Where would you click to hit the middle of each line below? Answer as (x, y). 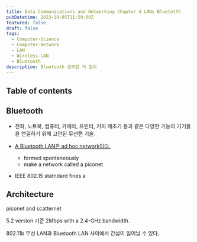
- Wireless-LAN (30, 56)
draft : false (22, 28)
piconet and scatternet (34, 209)
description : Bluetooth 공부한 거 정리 (51, 67)
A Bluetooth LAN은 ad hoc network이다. (63, 146)
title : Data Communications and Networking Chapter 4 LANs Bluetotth (94, 12)
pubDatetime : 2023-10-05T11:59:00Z (50, 17)
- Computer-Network (35, 45)
